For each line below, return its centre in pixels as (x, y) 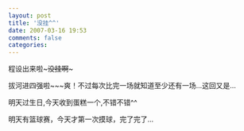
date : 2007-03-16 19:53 (48, 30)
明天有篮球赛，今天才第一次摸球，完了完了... (81, 119)
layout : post (30, 15)
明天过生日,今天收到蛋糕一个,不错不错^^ (73, 102)
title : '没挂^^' (34, 23)
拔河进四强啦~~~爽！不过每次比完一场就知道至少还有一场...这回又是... (122, 86)
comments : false (35, 38)
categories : (28, 45)
